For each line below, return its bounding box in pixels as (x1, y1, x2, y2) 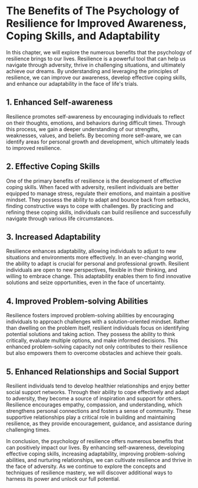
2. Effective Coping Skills (6, 161, 100, 172)
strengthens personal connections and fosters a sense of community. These (6, 408, 192, 414)
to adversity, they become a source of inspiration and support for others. (6, 395, 183, 402)
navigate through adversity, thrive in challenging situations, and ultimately (6, 61, 186, 69)
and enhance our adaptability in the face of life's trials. (6, 80, 138, 87)
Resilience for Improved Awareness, (6, 17, 187, 30)
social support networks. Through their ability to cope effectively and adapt (6, 389, 190, 395)
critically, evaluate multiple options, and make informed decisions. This (6, 337, 179, 344)
